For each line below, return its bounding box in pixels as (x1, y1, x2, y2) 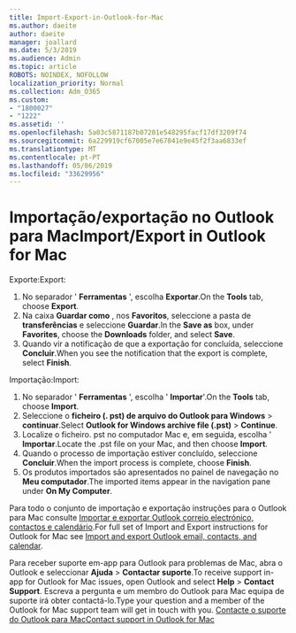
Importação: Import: (9, 374, 80, 385)
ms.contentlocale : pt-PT (9, 152, 101, 162)
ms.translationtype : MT (9, 144, 97, 153)
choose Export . (21, 301, 80, 312)
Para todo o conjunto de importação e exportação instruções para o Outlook (9, 503, 287, 513)
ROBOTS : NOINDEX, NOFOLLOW (9, 71, 109, 80)
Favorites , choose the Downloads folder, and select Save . (21, 329, 236, 340)
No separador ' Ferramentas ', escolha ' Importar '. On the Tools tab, (21, 391, 269, 403)
